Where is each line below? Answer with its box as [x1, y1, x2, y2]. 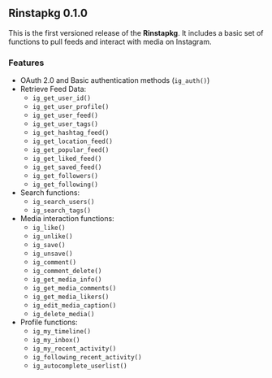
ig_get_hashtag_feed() [32, 129, 110, 137]
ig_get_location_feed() [32, 137, 114, 146]
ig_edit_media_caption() [32, 302, 117, 310]
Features [8, 57, 45, 68]
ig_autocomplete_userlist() [32, 362, 127, 371]
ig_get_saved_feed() [32, 163, 102, 172]
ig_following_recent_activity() [32, 354, 142, 362]
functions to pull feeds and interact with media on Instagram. [8, 37, 212, 46]
